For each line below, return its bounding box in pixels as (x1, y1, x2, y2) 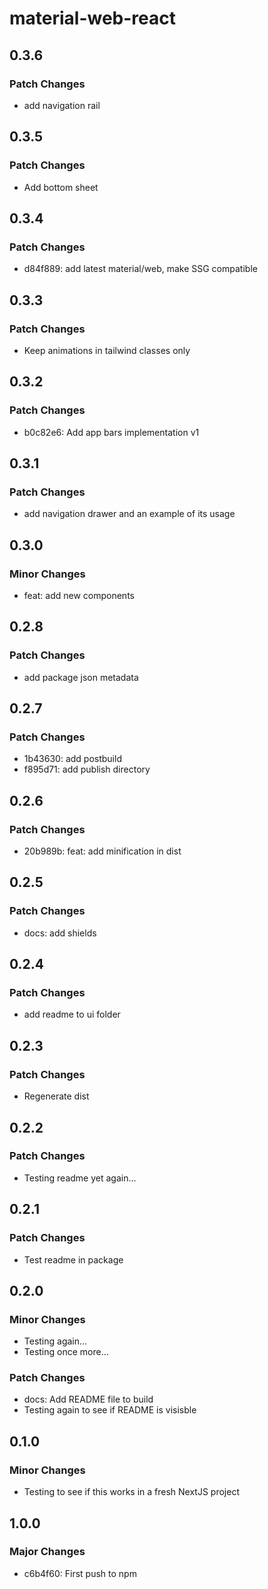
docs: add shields (23, 927, 97, 939)
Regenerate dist (23, 1090, 90, 1102)
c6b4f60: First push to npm (23, 1567, 137, 1579)
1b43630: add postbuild (23, 753, 122, 765)
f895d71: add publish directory (23, 763, 151, 776)
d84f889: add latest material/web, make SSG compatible (23, 263, 258, 275)
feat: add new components (23, 590, 135, 601)
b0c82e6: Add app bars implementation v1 (23, 426, 200, 438)
